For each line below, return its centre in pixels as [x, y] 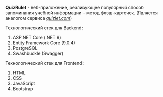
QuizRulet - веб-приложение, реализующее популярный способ [75, 7]
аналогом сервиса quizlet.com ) [39, 18]
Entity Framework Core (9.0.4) [44, 43]
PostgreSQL [25, 48]
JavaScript [24, 83]
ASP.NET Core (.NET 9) [37, 37]
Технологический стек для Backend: [44, 28]
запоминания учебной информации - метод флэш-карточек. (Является [82, 13]
